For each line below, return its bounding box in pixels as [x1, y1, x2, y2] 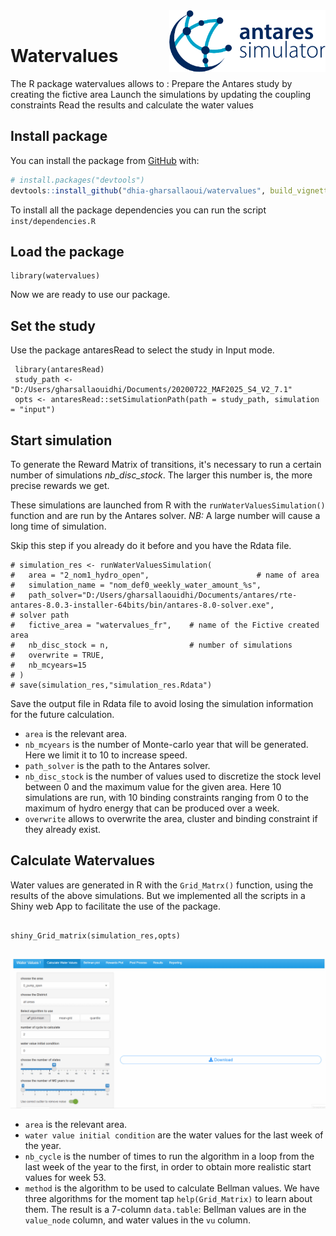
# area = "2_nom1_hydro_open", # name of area [10, 570, 320, 580]
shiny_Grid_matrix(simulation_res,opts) [10, 930, 182, 941]
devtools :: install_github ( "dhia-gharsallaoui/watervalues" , [10, 185, 267, 196]
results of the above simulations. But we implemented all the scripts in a [10, 889, 306, 901]
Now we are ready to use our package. [10, 289, 171, 301]
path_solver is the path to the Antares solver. [24, 759, 211, 771]
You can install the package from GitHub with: [10, 154, 200, 166]
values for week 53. [24, 1171, 107, 1183]
